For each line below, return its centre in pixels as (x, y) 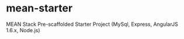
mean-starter (39, 8)
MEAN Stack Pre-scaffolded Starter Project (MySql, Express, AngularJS (92, 24)
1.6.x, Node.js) (23, 30)
